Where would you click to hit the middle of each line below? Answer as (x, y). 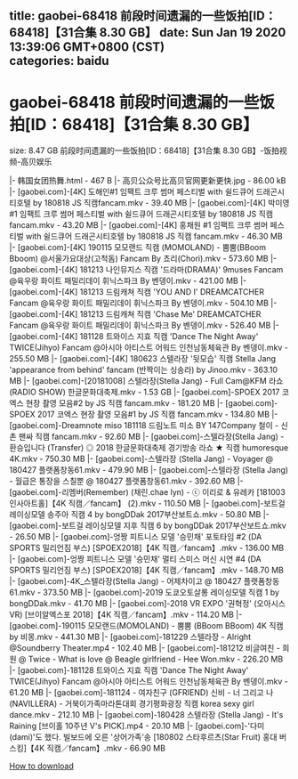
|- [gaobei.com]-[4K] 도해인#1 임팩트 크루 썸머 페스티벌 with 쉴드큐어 (132, 192)
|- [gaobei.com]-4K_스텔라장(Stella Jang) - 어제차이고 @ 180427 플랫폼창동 (145, 581)
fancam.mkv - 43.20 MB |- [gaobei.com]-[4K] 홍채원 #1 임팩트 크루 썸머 (139, 225)
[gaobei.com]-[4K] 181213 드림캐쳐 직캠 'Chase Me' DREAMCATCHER (135, 314)
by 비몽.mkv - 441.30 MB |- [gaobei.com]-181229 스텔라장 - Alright (130, 637)
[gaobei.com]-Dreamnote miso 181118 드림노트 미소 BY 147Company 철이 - (144, 426)
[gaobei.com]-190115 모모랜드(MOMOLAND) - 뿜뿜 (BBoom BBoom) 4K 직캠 (146, 626)
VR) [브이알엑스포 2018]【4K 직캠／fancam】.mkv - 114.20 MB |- (126, 615)
